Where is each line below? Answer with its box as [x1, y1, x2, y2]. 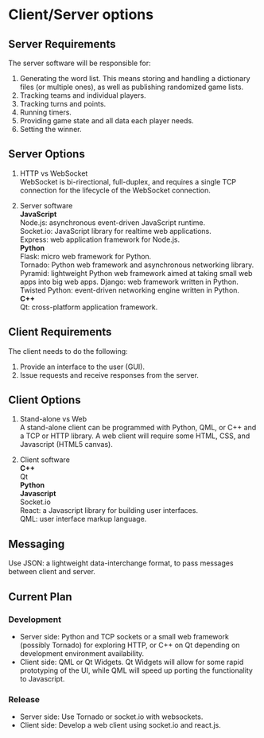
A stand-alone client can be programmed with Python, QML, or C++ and [19, 423, 257, 433]
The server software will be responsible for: [8, 58, 151, 68]
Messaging [8, 537, 65, 550]
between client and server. [8, 567, 95, 577]
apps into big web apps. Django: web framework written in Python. [19, 277, 239, 286]
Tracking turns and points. [19, 99, 107, 108]
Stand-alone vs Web [19, 414, 87, 424]
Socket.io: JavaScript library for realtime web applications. [19, 226, 212, 235]
